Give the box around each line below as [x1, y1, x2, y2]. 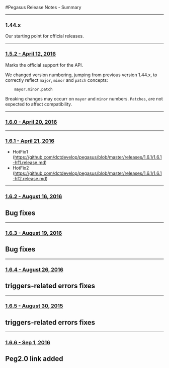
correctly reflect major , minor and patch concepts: [5, 77, 108, 83]
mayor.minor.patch [14, 87, 53, 92]
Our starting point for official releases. [5, 33, 84, 39]
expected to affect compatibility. [5, 101, 72, 107]
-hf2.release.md [12, 176, 46, 182]
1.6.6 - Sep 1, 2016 [5, 339, 50, 346]
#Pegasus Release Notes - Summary [5, 5, 81, 10]
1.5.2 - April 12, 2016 [5, 50, 56, 58]
